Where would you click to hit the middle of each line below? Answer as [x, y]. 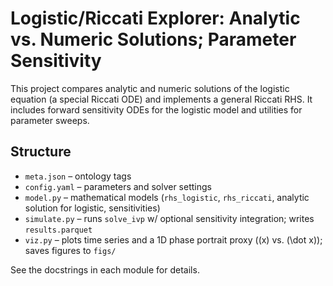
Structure [41, 152]
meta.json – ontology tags [78, 176]
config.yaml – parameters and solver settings [118, 186]
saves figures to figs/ [70, 250]
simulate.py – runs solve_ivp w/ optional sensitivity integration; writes [169, 218]
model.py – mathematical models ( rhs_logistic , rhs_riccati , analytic [167, 197]
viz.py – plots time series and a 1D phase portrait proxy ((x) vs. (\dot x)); [173, 239]
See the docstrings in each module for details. [105, 269]
